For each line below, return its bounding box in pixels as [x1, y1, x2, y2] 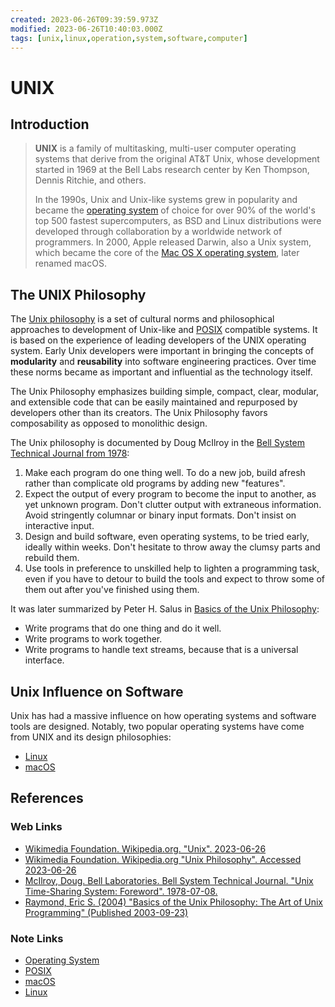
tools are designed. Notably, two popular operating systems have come [10, 721, 305, 732]
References [10, 790, 84, 807]
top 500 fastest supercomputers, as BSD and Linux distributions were [34, 215, 322, 227]
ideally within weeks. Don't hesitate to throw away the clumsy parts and [24, 541, 321, 553]
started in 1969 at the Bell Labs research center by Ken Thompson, [34, 164, 310, 176]
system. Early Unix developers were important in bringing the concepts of [10, 345, 315, 357]
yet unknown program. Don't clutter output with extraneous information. [24, 499, 322, 511]
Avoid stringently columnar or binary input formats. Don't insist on [24, 509, 297, 521]
